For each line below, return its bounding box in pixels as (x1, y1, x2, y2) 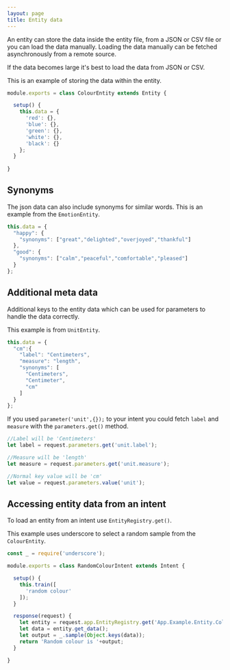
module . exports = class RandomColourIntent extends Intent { (7, 562, 186, 569)
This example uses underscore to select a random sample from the (7, 530, 196, 538)
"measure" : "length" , (19, 358, 81, 365)
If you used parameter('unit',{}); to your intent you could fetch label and (7, 415, 219, 423)
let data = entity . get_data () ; (19, 625, 109, 632)
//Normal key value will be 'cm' (7, 473, 103, 480)
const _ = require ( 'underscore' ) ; (7, 550, 106, 557)
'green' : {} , (25, 127, 63, 134)
